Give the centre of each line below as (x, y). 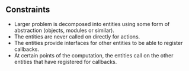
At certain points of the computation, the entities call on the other (94, 55)
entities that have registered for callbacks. (65, 62)
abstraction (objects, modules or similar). (64, 30)
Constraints (28, 10)
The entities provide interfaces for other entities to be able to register (98, 43)
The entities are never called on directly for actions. (77, 36)
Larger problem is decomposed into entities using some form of (92, 24)
